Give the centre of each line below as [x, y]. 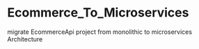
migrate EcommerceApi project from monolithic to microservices [100, 32]
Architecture [25, 39]
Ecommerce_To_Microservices [98, 13]
